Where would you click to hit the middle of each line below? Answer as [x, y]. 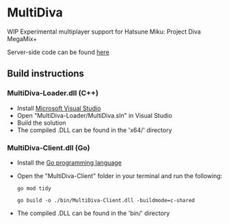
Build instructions [45, 74]
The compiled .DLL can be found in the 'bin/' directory [93, 213]
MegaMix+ [22, 38]
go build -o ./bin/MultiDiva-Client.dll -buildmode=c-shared [106, 200]
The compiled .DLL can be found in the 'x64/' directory [94, 130]
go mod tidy [34, 188]
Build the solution [41, 123]
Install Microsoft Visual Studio [59, 108]
